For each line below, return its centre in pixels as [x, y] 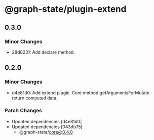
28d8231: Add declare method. [43, 52]
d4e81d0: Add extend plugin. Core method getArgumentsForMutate [80, 93]
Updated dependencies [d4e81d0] [47, 121]
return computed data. [35, 98]
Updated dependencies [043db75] [47, 127]
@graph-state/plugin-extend [66, 9]
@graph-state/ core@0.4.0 [46, 132]
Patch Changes [23, 111]
